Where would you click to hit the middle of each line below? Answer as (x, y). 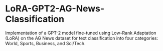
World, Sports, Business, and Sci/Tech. (46, 43)
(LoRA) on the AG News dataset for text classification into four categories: (82, 38)
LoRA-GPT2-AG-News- (55, 9)
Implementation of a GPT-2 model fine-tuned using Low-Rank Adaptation (81, 33)
